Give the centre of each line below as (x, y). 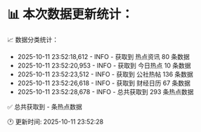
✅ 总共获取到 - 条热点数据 (45, 107)
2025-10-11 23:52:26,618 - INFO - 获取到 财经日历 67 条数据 (104, 83)
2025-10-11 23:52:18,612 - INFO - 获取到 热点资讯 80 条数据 (103, 56)
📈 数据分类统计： (33, 39)
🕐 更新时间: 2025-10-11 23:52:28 (56, 121)
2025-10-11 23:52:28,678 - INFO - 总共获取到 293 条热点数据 (106, 91)
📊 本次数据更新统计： (70, 14)
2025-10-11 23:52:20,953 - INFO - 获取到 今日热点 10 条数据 (104, 65)
